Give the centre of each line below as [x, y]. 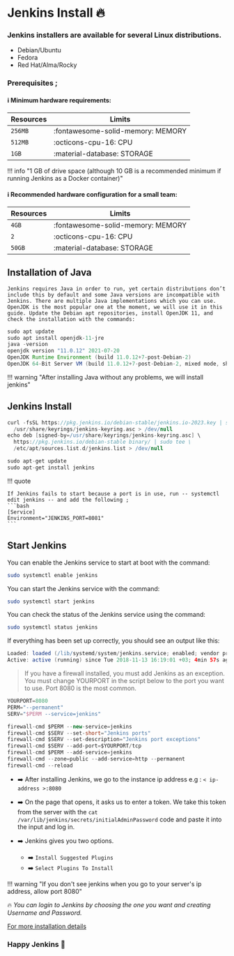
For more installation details [47, 926]
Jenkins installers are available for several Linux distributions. [114, 35]
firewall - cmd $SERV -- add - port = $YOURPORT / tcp [74, 746]
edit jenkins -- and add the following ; [68, 500]
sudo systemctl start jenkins [51, 602]
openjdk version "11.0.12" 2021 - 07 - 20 [63, 351]
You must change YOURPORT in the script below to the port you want [124, 681]
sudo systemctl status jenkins [53, 627]
